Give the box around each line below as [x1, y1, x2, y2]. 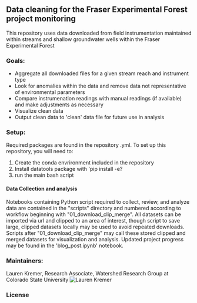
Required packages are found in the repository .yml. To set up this [6, 142, 166, 149]
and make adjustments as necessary [14, 101, 104, 108]
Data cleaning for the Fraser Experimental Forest [6, 5, 188, 15]
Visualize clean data [14, 107, 64, 115]
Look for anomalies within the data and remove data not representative [14, 82, 186, 90]
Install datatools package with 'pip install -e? [14, 166, 123, 173]
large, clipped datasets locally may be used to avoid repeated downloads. [6, 223, 185, 230]
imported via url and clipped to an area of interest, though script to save [6, 217, 181, 224]
